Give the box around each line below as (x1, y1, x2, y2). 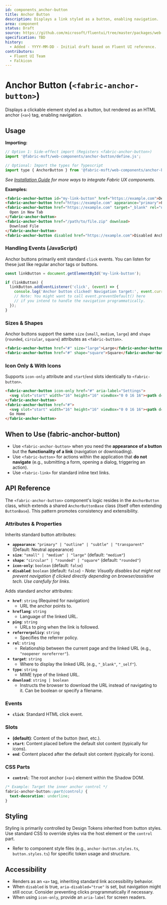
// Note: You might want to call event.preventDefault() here (14, 294, 146, 299)
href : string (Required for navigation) (12, 598, 90, 604)
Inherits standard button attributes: (5, 531, 77, 538)
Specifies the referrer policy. (19, 635, 79, 641)
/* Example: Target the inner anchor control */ (5, 784, 108, 789)
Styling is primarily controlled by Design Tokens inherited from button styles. (5, 825, 162, 831)
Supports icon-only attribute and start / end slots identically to (5, 374, 132, 380)
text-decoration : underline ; (9, 793, 70, 798)
